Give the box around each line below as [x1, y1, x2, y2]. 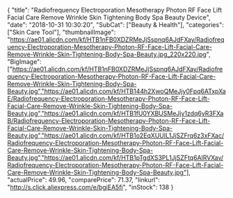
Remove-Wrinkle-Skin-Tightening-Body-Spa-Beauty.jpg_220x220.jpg [7, 50, 207, 58]
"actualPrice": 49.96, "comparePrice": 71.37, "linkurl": [7, 176, 160, 183]
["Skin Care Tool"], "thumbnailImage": [7, 28, 116, 36]
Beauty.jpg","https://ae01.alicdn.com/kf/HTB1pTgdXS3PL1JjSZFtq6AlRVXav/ [7, 154, 224, 162]
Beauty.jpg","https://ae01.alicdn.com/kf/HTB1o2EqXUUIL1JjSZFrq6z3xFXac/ [7, 131, 225, 140]
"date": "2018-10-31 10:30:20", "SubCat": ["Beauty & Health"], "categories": [7, 21, 224, 28]
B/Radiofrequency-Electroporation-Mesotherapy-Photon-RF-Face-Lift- [7, 117, 211, 124]
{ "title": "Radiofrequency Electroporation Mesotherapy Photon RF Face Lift [7, 6, 223, 14]
